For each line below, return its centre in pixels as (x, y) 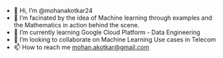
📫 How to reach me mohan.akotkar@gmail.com (81, 47)
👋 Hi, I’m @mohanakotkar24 (53, 11)
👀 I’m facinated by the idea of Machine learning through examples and (113, 18)
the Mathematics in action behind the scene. (76, 25)
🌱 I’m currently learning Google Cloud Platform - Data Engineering (107, 32)
